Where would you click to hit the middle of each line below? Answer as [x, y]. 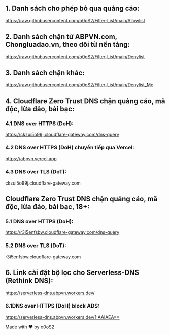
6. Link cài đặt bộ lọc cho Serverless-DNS [72, 273]
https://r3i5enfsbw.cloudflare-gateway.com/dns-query [62, 232]
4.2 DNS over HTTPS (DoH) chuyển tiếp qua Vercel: [70, 148]
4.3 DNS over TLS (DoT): [36, 172]
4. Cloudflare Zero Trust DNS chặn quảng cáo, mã [85, 101]
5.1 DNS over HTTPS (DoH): [39, 222]
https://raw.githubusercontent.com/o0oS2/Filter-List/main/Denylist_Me [79, 85]
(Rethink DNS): [29, 281]
